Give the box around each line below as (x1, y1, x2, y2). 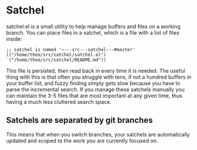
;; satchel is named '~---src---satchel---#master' (6, 46, 135, 53)
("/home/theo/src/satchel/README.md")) (8, 57, 107, 63)
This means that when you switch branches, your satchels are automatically (6, 131, 190, 138)
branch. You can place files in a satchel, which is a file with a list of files (6, 29, 179, 36)
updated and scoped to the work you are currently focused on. (6, 137, 158, 144)
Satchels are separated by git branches (6, 115, 153, 125)
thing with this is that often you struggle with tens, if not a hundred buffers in (6, 73, 192, 80)
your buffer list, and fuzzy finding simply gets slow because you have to (6, 80, 181, 87)
